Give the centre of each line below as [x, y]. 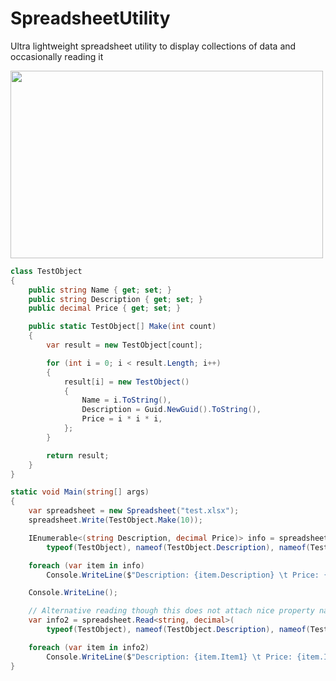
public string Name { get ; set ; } [100, 290]
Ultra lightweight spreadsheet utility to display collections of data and [153, 46]
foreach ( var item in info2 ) [89, 647]
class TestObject [46, 271]
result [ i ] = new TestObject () [126, 382]
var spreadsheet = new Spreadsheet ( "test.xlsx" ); [134, 511]
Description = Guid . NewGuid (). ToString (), [171, 410]
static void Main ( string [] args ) [80, 492]
